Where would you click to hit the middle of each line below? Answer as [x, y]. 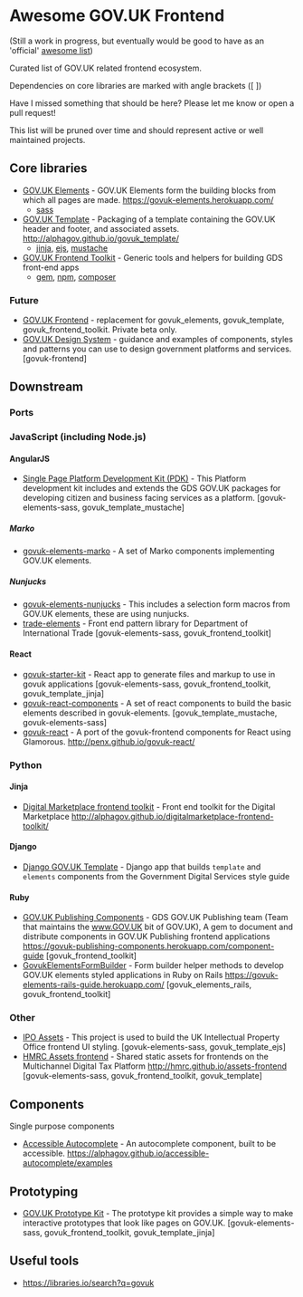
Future [24, 300]
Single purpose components [62, 1126]
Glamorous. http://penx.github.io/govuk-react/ [109, 741]
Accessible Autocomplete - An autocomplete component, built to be [149, 1144]
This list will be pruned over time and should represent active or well [137, 130]
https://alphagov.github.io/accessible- [138, 1153]
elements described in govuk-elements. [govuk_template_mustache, [150, 713]
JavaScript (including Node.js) [78, 437]
